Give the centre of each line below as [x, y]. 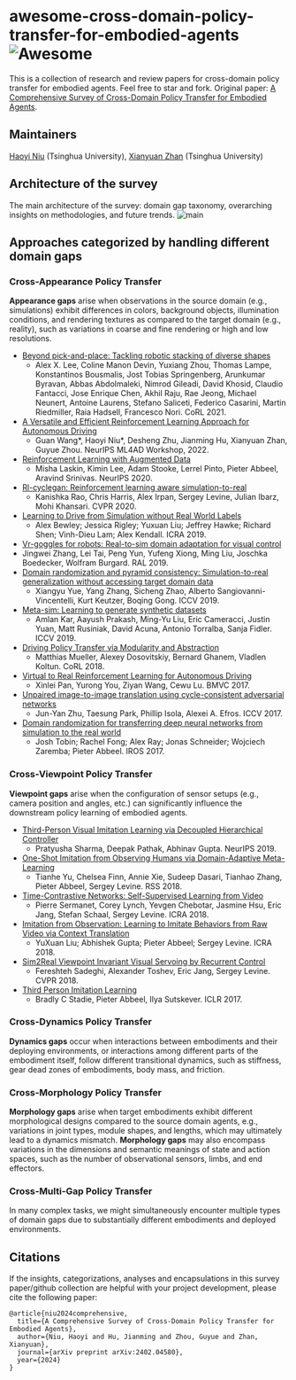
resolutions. [30, 339]
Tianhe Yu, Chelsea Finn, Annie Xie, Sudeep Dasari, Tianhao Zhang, [159, 877]
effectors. [27, 1168]
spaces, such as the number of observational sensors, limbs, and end [136, 1159]
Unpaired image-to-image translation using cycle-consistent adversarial [153, 695]
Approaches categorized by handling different [139, 242]
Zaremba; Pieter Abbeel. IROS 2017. [100, 752]
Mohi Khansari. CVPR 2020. [86, 506]
